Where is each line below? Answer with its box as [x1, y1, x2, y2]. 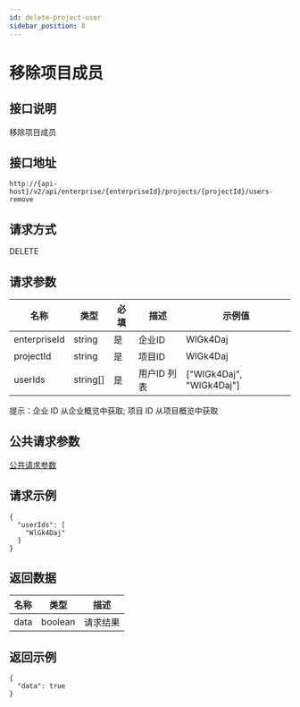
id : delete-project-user [9, 13, 102, 22]
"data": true [17, 682, 66, 691]
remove [9, 195, 34, 204]
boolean [41, 616, 76, 628]
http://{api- [9, 180, 58, 189]
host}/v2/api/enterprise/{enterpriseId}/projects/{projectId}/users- [9, 187, 274, 197]
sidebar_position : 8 [9, 21, 87, 30]
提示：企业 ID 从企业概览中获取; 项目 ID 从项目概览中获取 [9, 405, 219, 416]
